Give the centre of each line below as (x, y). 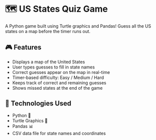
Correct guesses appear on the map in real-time (61, 72)
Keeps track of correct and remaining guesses (59, 83)
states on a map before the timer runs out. (48, 31)
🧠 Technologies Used (38, 104)
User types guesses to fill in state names (53, 67)
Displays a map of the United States (48, 62)
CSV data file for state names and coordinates (59, 133)
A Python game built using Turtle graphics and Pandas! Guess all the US (78, 26)
